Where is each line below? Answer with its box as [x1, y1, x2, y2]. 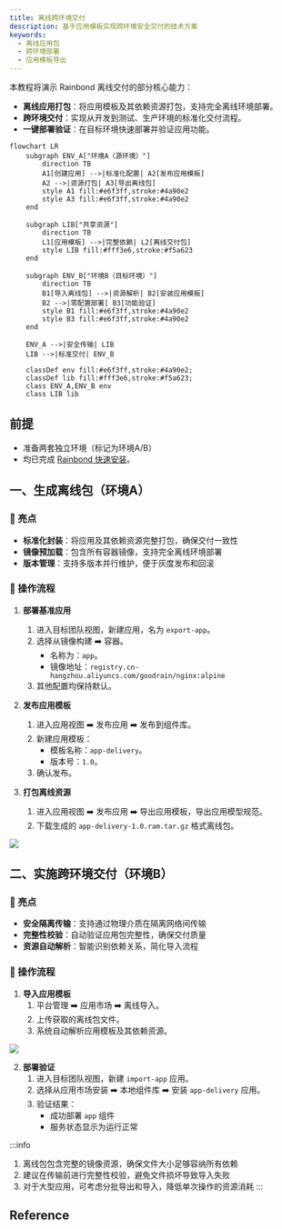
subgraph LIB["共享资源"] [25, 220, 118, 229]
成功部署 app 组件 [49, 1110, 116, 1121]
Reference [9, 1208, 70, 1224]
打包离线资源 [22, 786, 71, 797]
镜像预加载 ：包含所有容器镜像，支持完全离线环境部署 [22, 546, 223, 557]
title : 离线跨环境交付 [9, 13, 86, 23]
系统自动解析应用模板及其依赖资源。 [35, 1024, 173, 1036]
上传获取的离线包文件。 [35, 1014, 125, 1024]
